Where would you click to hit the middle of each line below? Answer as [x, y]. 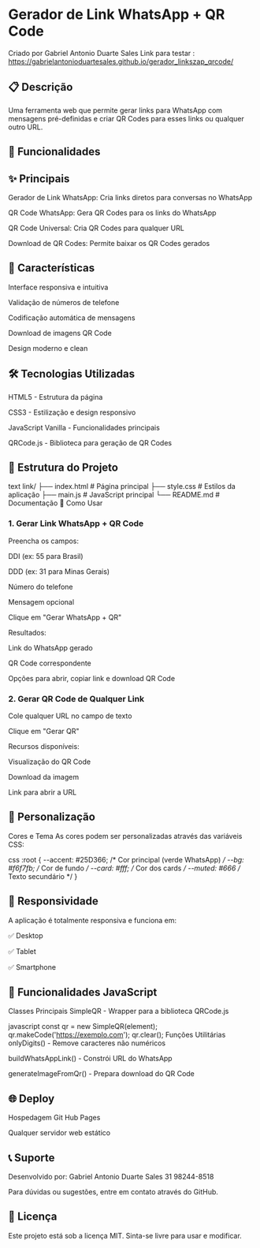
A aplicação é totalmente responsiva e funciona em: [93, 920]
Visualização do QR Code [50, 762]
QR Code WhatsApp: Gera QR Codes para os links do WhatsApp [112, 212]
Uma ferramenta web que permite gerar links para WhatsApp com [115, 110]
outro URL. [26, 127]
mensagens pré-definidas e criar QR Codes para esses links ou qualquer [126, 118]
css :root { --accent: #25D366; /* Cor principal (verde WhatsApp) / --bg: [126, 859]
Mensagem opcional [41, 602]
